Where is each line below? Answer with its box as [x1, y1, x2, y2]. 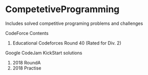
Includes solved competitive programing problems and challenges [5, 20, 143, 26]
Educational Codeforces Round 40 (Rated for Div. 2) [12, 40, 122, 46]
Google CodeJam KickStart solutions [5, 50, 83, 56]
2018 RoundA [12, 59, 41, 65]
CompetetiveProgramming [5, 4, 120, 15]
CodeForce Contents [5, 30, 49, 36]
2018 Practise [12, 65, 42, 71]
